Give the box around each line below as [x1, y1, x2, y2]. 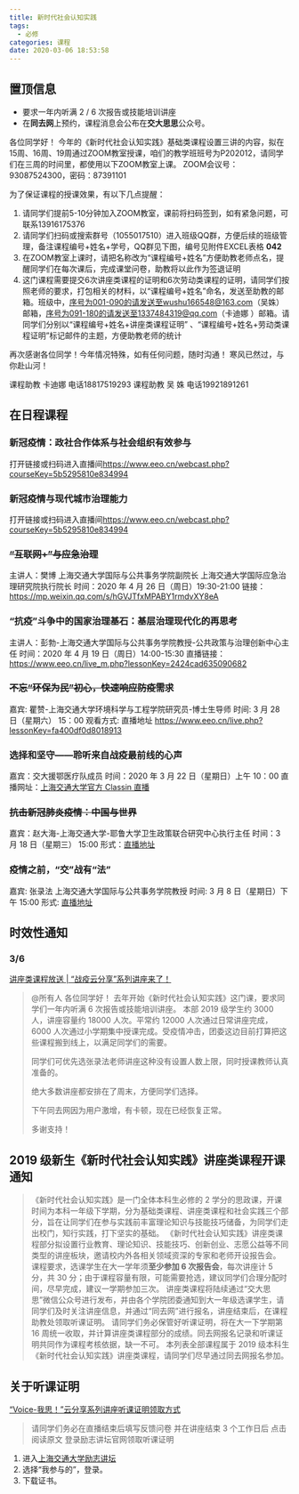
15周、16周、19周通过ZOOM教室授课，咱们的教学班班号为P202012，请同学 [9, 148, 285, 158]
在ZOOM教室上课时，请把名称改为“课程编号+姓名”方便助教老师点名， [21, 252, 277, 262]
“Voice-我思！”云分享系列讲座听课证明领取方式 [9, 1404, 181, 1415]
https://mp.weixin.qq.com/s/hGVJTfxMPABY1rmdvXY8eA [9, 591, 220, 602]
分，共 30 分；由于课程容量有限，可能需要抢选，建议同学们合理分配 [30, 1272, 280, 1283]
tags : [9, 21, 29, 30]
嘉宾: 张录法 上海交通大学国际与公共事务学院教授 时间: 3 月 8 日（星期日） [9, 885, 280, 896]
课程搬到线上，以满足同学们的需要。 [38, 1038, 172, 1048]
